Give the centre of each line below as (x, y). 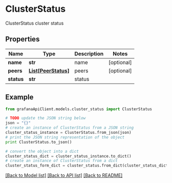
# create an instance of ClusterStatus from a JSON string (70, 128)
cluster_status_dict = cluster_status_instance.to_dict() (68, 156)
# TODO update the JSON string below (46, 118)
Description (89, 53)
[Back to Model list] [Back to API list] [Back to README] (64, 175)
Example (19, 97)
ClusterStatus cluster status (35, 23)
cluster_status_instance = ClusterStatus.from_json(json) (68, 133)
